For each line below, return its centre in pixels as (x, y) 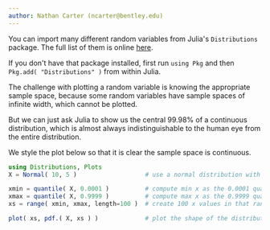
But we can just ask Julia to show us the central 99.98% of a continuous (128, 119)
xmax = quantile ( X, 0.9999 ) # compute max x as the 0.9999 (129, 197)
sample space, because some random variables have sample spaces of (127, 95)
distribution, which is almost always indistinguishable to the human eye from (135, 128)
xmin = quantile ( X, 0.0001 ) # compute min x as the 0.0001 (129, 189)
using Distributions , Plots (55, 167)
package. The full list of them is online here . (81, 47)
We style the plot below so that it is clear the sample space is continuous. (130, 152)
